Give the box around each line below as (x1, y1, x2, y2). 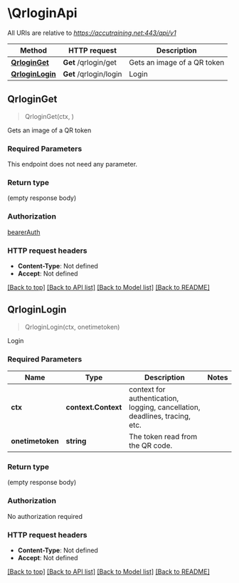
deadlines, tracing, (129, 411, 191, 421)
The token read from (129, 432, 198, 442)
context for (129, 384, 166, 394)
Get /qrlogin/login (63, 69, 122, 79)
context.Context (65, 402, 122, 412)
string (65, 436, 87, 446)
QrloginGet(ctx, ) (24, 112, 75, 120)
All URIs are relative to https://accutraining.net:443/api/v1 (7, 28, 176, 37)
